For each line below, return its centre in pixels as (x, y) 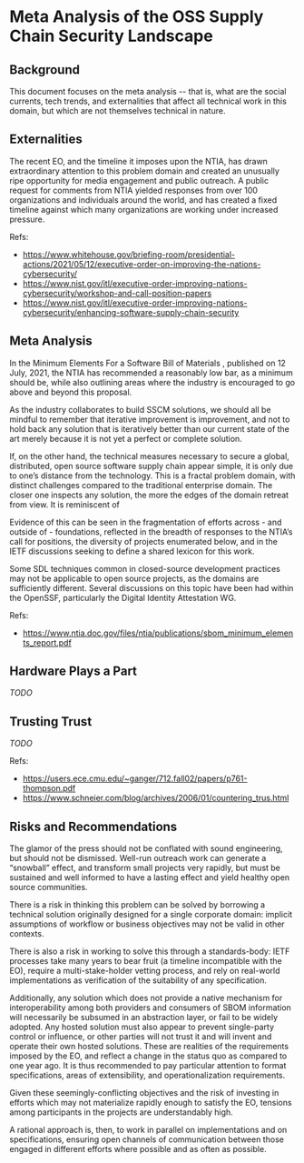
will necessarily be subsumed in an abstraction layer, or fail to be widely (144, 1018)
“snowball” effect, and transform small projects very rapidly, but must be (145, 868)
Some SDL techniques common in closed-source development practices (145, 568)
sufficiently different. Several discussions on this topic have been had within (152, 587)
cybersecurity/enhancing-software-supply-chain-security (131, 312)
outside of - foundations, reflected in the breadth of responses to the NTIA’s (151, 531)
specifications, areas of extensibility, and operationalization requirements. (147, 1076)
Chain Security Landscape (111, 36)
